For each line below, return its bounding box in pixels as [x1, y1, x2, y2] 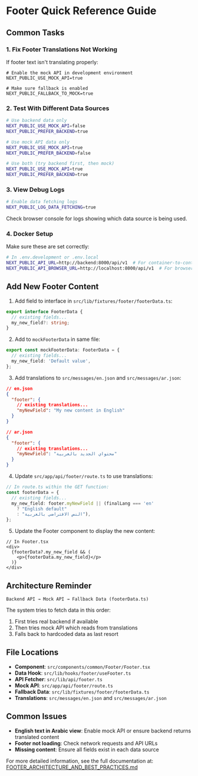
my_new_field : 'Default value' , [11, 358, 91, 364]
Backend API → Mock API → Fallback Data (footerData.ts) [6, 596, 149, 602]
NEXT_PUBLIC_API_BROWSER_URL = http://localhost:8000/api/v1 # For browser [6, 266, 194, 271]
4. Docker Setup [6, 230, 54, 238]
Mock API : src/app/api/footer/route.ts [14, 682, 113, 689]
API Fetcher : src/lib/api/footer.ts [14, 675, 103, 682]
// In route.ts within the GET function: [6, 484, 110, 490]
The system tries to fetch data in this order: [6, 606, 111, 613]
